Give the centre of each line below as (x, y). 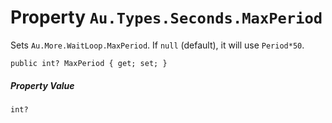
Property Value (42, 85)
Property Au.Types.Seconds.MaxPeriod (166, 17)
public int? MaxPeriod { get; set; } (89, 63)
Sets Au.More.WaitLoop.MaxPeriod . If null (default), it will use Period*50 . (157, 45)
